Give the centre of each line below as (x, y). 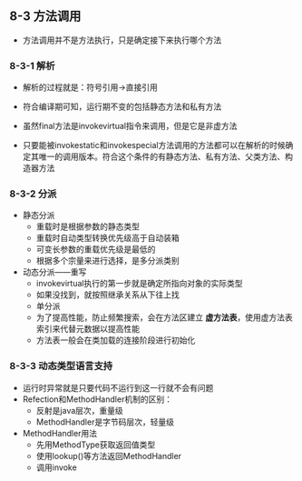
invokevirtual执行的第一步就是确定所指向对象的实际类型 (139, 284)
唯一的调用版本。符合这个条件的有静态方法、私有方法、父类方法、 (162, 156)
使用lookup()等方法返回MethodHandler (109, 456)
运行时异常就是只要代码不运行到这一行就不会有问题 (118, 387)
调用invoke (56, 467)
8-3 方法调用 (45, 16)
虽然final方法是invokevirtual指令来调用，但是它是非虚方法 (130, 126)
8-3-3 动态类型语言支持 (61, 366)
